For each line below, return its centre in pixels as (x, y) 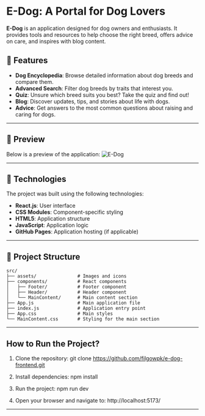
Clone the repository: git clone (53, 358)
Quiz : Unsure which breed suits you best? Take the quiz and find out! (102, 95)
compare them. (34, 81)
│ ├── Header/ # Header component (67, 292)
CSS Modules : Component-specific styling (69, 212)
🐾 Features (27, 60)
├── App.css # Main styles (60, 314)
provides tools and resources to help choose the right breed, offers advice (100, 34)
